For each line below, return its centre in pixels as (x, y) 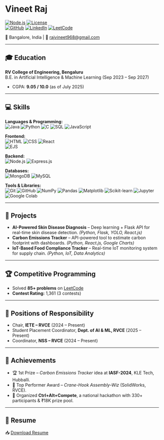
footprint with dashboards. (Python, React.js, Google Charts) (73, 243)
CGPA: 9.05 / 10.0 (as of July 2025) (48, 87)
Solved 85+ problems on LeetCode (48, 288)
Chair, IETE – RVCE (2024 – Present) (49, 325)
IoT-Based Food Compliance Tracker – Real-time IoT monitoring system (85, 248)
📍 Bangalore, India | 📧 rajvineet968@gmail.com (52, 37)
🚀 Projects (21, 215)
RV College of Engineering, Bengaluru (44, 72)
